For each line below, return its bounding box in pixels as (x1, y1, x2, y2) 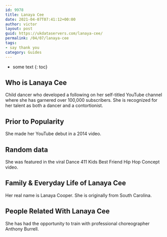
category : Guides (5, 50, 42, 55)
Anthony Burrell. (5, 226, 39, 232)
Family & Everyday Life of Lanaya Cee (5, 179, 127, 187)
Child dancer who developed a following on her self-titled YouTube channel (5, 92, 162, 98)
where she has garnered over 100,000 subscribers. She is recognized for (5, 97, 158, 103)
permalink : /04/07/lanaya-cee (5, 36, 69, 41)
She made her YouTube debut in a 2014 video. (5, 131, 102, 137)
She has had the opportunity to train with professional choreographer (5, 220, 150, 226)
